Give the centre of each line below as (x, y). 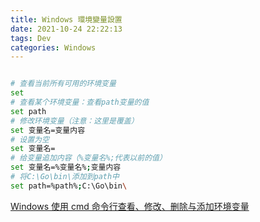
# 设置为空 (30, 139)
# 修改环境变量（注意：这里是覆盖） (74, 121)
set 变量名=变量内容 (48, 130)
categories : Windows (53, 47)
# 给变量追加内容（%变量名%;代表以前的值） (88, 158)
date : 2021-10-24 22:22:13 (66, 29)
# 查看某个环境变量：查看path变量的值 (80, 102)
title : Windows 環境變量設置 (66, 19)
